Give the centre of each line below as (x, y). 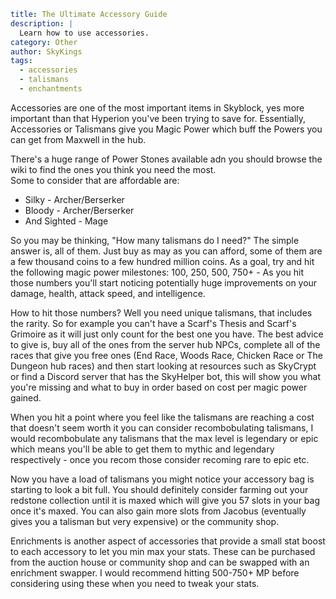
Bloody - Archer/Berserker (79, 210)
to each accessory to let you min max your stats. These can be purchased (163, 551)
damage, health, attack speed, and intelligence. (108, 293)
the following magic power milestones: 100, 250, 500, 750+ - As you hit (157, 272)
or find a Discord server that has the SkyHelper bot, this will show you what (165, 376)
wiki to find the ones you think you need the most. (113, 169)
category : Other (44, 42)
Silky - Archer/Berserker (74, 199)
